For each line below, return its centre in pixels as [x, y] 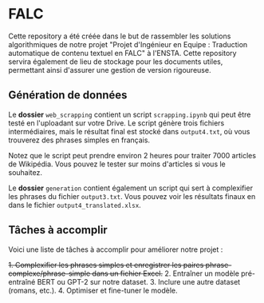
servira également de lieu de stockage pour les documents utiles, [116, 62]
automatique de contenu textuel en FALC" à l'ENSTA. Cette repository [122, 53]
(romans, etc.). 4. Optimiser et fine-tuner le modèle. [93, 290]
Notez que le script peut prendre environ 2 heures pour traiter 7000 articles [132, 155]
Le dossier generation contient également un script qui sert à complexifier [131, 188]
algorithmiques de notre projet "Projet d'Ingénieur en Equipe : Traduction [128, 44]
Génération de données [68, 96]
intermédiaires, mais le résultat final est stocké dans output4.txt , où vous [129, 131]
